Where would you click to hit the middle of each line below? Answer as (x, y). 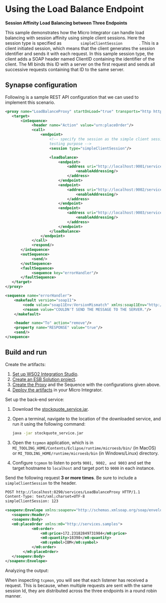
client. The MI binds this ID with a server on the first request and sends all (80, 64)
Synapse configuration (41, 85)
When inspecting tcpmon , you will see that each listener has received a (77, 580)
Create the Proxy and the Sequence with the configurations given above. (86, 384)
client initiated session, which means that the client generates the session (80, 48)
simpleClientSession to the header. (41, 483)
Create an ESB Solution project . (44, 379)
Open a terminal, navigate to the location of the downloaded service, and (86, 419)
